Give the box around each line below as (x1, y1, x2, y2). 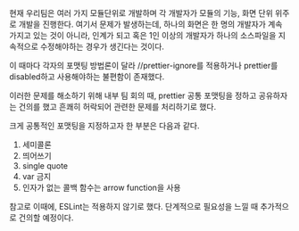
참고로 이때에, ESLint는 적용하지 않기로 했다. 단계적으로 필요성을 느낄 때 (9, 202, 259, 211)
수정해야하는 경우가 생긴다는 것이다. (39, 41, 165, 52)
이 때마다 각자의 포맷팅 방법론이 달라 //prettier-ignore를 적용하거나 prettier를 (9, 61, 278, 70)
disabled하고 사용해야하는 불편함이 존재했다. (9, 71, 165, 82)
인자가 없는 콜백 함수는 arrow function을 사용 (21, 182, 181, 193)
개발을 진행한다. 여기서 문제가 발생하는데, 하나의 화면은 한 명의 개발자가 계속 (18, 19, 283, 29)
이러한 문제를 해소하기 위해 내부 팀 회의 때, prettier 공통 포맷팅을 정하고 (9, 90, 257, 101)
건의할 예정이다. (18, 212, 74, 223)
